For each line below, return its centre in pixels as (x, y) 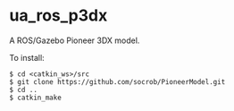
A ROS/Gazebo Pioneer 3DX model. (75, 40)
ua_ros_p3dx (58, 16)
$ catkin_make (36, 98)
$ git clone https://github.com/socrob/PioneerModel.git (117, 81)
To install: (27, 57)
